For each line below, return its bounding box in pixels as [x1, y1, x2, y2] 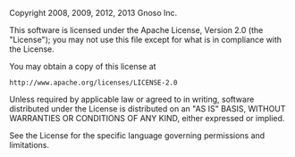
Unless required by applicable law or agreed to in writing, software [9, 94, 255, 104]
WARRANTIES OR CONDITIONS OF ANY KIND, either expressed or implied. [9, 113, 285, 123]
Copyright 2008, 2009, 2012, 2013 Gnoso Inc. [9, 8, 178, 18]
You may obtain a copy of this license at [9, 62, 156, 71]
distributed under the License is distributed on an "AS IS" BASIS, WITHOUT [9, 103, 286, 114]
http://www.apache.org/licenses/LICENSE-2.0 [9, 78, 178, 87]
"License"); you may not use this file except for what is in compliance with [9, 35, 282, 45]
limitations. [9, 140, 50, 150]
